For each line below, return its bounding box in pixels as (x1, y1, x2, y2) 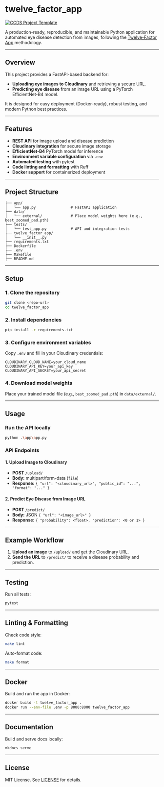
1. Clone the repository (5, 289, 60, 296)
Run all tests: (5, 591, 31, 597)
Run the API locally (5, 424, 51, 431)
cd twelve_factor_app (5, 305, 49, 310)
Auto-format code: (5, 650, 42, 656)
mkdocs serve (5, 745, 32, 750)
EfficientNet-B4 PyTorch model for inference (12, 148, 103, 154)
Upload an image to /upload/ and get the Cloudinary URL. (12, 549, 129, 555)
